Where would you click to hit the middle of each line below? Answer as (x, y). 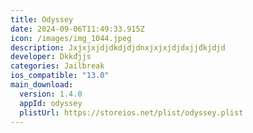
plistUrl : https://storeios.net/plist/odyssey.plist (131, 112)
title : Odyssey (42, 19)
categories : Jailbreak (57, 66)
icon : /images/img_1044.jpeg (71, 38)
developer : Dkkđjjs (51, 57)
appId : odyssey (51, 103)
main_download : (42, 85)
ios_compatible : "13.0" (60, 76)
